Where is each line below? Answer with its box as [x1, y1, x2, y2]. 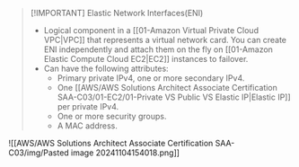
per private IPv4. [57, 101, 119, 111]
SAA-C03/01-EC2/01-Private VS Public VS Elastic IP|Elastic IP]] [57, 92, 291, 102]
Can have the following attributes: [43, 63, 169, 74]
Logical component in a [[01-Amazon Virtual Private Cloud [43, 25, 259, 35]
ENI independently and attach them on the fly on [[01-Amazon [43, 44, 273, 55]
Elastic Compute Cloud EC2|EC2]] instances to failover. [43, 54, 249, 64]
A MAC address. [57, 120, 118, 131]
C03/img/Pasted [8, 147, 69, 158]
